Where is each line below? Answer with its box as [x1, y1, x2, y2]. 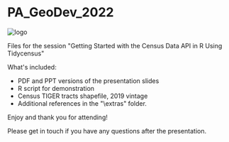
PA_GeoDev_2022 [7, 4, 114, 21]
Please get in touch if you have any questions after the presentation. [7, 126, 207, 135]
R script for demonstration [17, 84, 94, 92]
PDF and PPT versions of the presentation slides [17, 76, 160, 85]
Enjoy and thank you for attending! [7, 113, 108, 121]
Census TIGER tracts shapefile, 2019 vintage [17, 92, 148, 100]
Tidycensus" [7, 49, 45, 58]
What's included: [7, 62, 57, 71]
